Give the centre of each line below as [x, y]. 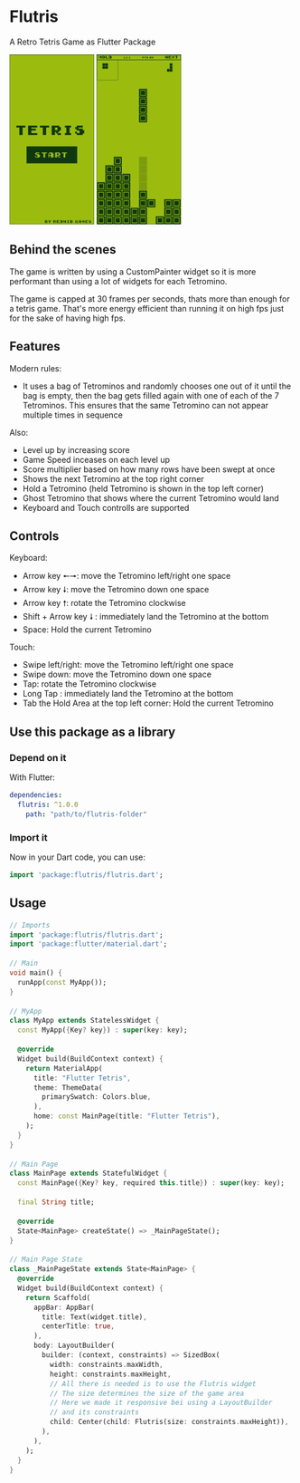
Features [35, 347]
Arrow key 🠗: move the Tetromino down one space [116, 590]
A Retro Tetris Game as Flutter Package [83, 42]
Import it [28, 837]
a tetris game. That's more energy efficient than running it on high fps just [147, 308]
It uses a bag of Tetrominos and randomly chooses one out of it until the [157, 386]
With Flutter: [33, 777]
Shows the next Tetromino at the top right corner [113, 478]
